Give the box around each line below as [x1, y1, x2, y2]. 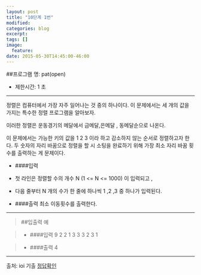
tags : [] [6, 36, 28, 42]
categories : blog [6, 25, 50, 32]
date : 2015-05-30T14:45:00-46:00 [6, 53, 90, 59]
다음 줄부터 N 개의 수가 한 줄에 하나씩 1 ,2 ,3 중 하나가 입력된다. [14, 187, 163, 194]
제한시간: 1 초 [14, 83, 46, 90]
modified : [6, 20, 31, 26]
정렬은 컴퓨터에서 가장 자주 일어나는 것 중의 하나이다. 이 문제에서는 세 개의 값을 [6, 101, 190, 108]
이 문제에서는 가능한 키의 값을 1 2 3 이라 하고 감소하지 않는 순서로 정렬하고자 [6, 134, 184, 141]
